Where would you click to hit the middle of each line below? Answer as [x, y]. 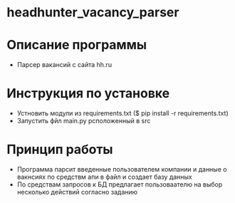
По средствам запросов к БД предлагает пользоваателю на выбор [120, 184]
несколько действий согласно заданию [77, 192]
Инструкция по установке [88, 94]
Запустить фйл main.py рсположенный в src [84, 121]
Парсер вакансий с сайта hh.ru [64, 65]
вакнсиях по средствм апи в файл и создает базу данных [105, 177]
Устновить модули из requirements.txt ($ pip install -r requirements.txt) [122, 113]
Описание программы [77, 45]
